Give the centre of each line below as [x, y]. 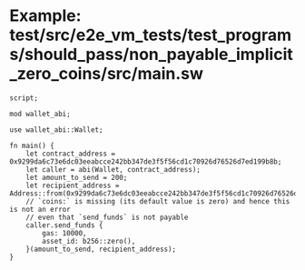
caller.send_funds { [64, 225]
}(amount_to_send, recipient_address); [101, 249]
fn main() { [32, 145]
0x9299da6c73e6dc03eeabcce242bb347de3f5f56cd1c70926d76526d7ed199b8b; [146, 161]
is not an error [40, 209]
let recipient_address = [73, 185]
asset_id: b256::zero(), [89, 241]
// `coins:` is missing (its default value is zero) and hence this [158, 201]
